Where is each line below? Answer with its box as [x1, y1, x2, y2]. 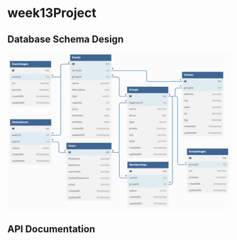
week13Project [7, 5, 97, 21]
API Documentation [7, 223, 96, 235]
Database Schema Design [7, 33, 124, 45]
